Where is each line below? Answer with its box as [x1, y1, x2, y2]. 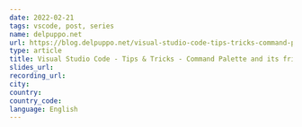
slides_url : [9, 63, 54, 72]
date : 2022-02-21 [9, 13, 75, 22]
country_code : [9, 96, 63, 106]
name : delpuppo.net [9, 30, 83, 38]
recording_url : [9, 72, 67, 80]
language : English [9, 105, 78, 114]
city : [9, 80, 30, 89]
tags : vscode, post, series [9, 21, 115, 30]
